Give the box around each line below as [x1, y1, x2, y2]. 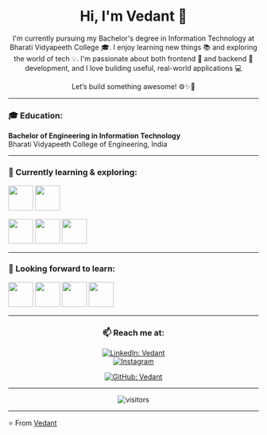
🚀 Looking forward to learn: [8, 263, 116, 274]
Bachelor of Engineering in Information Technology [8, 131, 181, 141]
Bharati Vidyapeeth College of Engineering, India [8, 139, 168, 150]
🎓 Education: [8, 110, 64, 121]
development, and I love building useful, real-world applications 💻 [25, 63, 242, 72]
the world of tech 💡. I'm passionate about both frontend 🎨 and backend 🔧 [14, 53, 253, 63]
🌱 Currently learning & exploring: [8, 167, 137, 178]
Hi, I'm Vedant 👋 [79, 7, 188, 25]
